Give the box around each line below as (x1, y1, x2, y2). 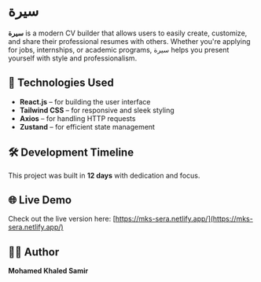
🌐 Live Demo (8, 193, 72, 207)
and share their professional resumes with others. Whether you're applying (8, 36, 251, 46)
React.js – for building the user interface (19, 97, 151, 106)
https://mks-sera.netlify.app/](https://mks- (115, 214, 253, 224)
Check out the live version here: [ (8, 214, 116, 224)
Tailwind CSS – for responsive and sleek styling (19, 105, 175, 115)
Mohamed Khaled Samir (8, 266, 89, 276)
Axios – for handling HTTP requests (19, 113, 136, 123)
